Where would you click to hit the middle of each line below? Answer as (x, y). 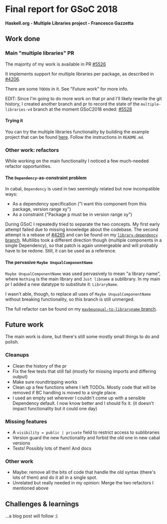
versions (21, 443)
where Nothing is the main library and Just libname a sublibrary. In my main (83, 279)
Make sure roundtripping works (45, 382)
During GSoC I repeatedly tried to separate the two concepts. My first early (82, 224)
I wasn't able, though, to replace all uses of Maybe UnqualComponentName (78, 294)
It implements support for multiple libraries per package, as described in (79, 74)
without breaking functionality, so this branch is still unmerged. (70, 299)
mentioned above (30, 488)
